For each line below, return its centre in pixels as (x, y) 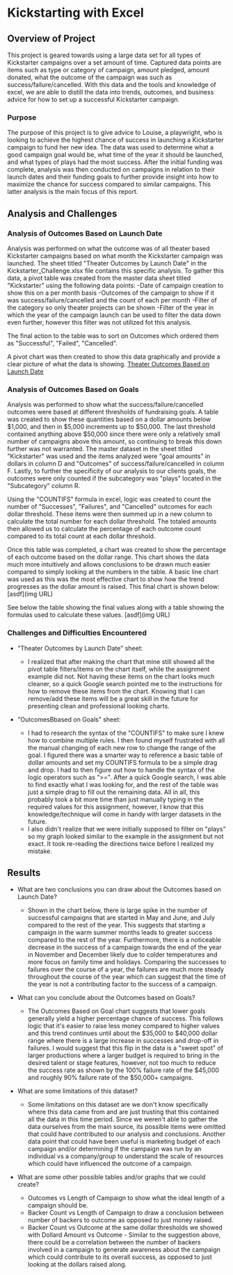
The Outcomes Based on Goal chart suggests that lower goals (116, 1011)
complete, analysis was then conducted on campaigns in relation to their (111, 170)
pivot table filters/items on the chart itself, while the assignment (119, 669)
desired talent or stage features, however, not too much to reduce (122, 1063)
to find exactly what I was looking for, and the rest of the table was (123, 784)
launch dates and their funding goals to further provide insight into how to (113, 177)
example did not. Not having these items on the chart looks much (121, 676)
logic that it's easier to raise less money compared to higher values (124, 1026)
